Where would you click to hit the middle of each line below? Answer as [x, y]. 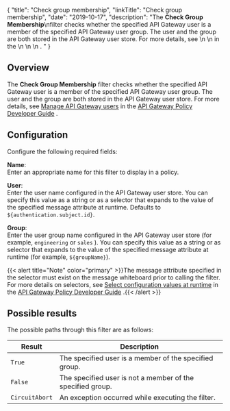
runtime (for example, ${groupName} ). [59, 257]
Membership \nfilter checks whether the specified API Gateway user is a [109, 24]
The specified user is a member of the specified [136, 358]
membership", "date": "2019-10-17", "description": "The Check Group [105, 17]
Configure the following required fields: [62, 151]
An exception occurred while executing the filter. [137, 398]
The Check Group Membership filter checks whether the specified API [107, 84]
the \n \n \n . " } [29, 46]
